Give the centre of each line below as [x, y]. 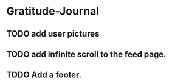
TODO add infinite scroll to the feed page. [86, 54]
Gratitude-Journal [53, 11]
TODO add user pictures [53, 34]
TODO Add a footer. [44, 75]
